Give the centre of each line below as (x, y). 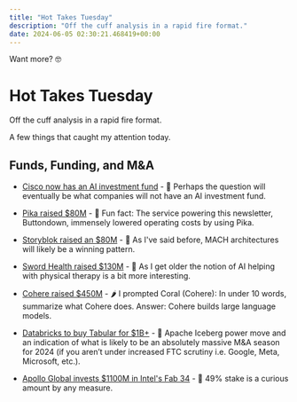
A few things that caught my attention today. (90, 138)
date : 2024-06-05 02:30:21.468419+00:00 (85, 34)
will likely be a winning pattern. (78, 249)
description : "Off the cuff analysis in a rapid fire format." (129, 26)
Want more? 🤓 (35, 59)
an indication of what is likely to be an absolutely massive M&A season (151, 343)
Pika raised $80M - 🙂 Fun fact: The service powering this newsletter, (147, 213)
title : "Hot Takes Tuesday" (61, 17)
